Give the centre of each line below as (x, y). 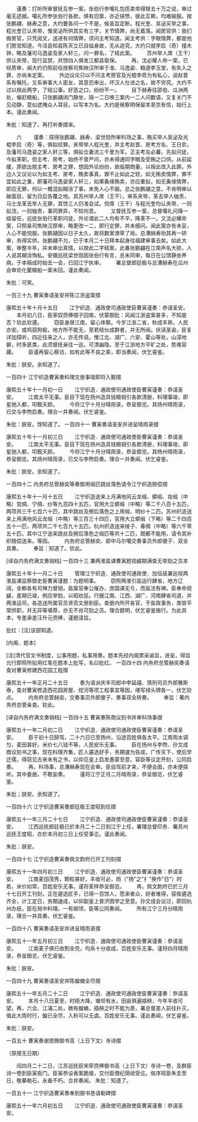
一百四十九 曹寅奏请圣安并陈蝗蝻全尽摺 (53, 981)
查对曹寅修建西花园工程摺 (37, 670)
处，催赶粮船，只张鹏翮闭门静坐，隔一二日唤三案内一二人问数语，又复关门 (96, 97)
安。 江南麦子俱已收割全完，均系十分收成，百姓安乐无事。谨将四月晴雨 (97, 948)
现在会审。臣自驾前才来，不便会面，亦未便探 (134, 767)
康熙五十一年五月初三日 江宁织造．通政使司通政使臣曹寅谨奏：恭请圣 (95, 941)
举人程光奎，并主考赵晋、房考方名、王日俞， (138, 144)
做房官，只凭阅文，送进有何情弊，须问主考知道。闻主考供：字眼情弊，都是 (96, 38)
